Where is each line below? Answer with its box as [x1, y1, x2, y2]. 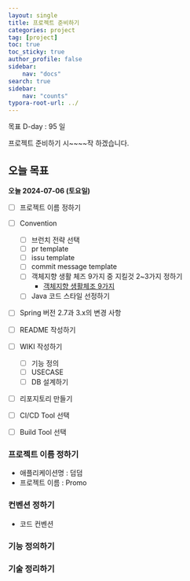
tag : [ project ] [8, 33, 58, 42]
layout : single [8, 11, 58, 20]
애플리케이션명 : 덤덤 [19, 469, 83, 478]
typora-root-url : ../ [8, 99, 79, 107]
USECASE [31, 367, 64, 377]
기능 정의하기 [8, 540, 55, 551]
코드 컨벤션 [19, 519, 54, 528]
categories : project [8, 26, 76, 34]
